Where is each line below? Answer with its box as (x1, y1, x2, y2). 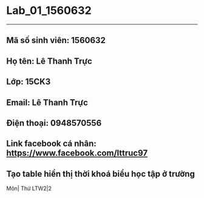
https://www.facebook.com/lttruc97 (6, 148, 148, 159)
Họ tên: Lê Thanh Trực (6, 56, 92, 66)
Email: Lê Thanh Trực (6, 97, 88, 108)
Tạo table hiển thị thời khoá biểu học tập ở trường (6, 168, 195, 179)
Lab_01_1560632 (6, 4, 92, 18)
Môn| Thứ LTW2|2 (6, 185, 52, 192)
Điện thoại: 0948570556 (6, 118, 102, 128)
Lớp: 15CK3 (6, 77, 51, 87)
